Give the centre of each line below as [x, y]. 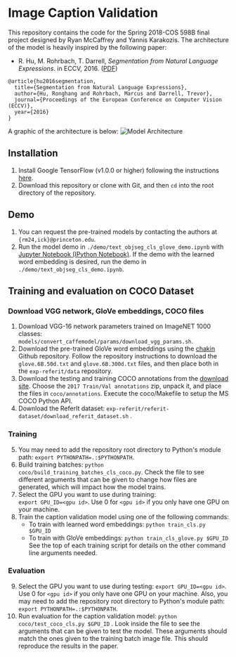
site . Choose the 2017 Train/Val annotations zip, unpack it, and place [120, 386]
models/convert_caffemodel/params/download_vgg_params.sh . [106, 341]
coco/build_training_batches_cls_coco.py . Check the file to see [111, 471]
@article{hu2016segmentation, [52, 81]
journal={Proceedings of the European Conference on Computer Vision [118, 100]
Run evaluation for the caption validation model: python [98, 616]
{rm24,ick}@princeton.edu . [57, 239]
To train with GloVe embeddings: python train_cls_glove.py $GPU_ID [129, 538]
